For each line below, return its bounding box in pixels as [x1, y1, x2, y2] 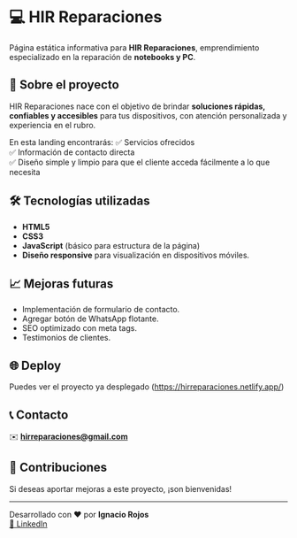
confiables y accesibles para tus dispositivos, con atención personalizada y [9, 110, 287, 120]
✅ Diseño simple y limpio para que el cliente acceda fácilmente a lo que [9, 157, 270, 167]
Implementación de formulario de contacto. [21, 304, 180, 315]
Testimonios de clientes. [21, 333, 111, 343]
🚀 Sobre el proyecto [9, 77, 119, 93]
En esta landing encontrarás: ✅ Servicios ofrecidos [9, 136, 195, 147]
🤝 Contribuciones [9, 460, 108, 475]
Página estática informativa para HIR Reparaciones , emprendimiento [9, 42, 260, 53]
